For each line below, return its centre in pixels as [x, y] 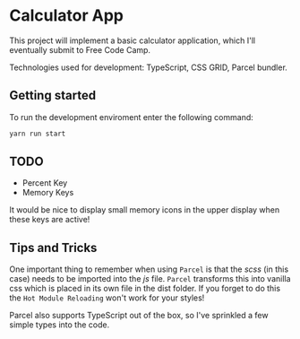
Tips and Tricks [53, 248]
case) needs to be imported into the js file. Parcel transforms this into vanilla [150, 279]
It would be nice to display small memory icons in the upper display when [145, 210]
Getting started [53, 96]
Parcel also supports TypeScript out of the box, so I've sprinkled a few [139, 316]
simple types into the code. [60, 325]
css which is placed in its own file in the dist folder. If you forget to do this [145, 289]
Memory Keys [48, 193]
